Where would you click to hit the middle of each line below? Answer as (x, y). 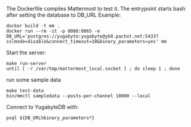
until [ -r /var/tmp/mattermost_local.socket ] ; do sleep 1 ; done (93, 69)
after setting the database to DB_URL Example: (64, 15)
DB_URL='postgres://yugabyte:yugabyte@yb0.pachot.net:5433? (83, 36)
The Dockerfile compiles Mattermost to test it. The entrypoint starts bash (96, 9)
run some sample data (34, 80)
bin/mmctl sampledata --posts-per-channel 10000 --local (78, 96)
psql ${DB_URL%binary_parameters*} (50, 118)
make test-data (25, 91)
